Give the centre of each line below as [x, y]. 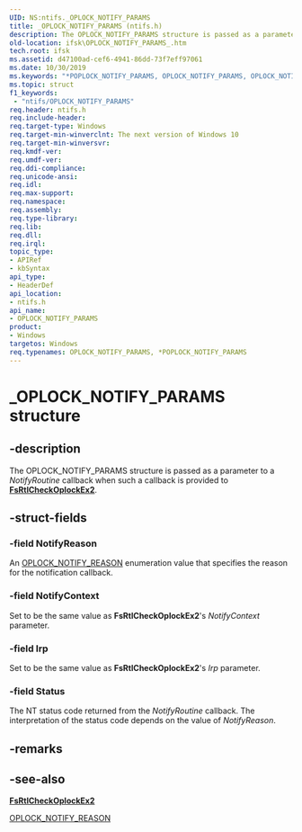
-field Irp [29, 649]
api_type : [28, 277]
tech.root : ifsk [40, 51]
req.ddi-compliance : [48, 168]
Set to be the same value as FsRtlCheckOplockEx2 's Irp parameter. [135, 667]
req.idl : [26, 185]
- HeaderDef [31, 285]
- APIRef [26, 260]
